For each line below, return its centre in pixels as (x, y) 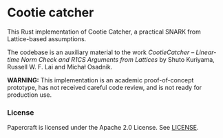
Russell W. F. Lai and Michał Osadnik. (60, 67)
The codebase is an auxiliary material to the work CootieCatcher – (101, 52)
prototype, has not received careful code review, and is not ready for (105, 87)
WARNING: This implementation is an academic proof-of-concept (100, 80)
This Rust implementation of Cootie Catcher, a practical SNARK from (104, 32)
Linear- (206, 52)
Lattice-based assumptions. (47, 38)
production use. (30, 95)
